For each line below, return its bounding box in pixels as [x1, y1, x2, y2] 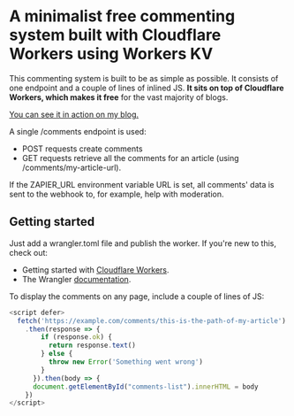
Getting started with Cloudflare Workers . [21, 264, 170, 275]
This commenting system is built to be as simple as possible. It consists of [9, 73, 279, 83]
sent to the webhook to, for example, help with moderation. [9, 189, 224, 199]
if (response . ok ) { [41, 333, 113, 342]
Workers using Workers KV [9, 44, 214, 64]
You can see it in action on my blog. [9, 109, 139, 119]
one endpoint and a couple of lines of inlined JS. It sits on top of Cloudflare [9, 82, 284, 93]
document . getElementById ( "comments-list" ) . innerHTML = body [32, 382, 259, 391]
